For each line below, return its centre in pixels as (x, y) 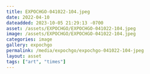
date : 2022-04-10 (28, 17)
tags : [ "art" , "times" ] (36, 61)
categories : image (29, 39)
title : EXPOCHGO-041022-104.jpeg (48, 12)
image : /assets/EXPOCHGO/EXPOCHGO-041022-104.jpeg (71, 34)
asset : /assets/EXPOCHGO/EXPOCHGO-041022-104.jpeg (71, 28)
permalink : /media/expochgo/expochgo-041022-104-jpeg (75, 51)
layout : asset (24, 56)
